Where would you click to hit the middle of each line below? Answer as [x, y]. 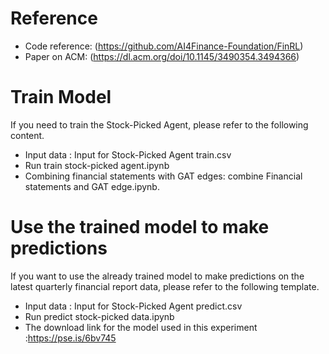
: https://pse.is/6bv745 [70, 338]
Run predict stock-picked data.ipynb [99, 316]
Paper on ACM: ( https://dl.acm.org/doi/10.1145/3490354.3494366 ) [162, 56]
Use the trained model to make [140, 227]
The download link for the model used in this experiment [141, 327]
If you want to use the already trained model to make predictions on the [157, 276]
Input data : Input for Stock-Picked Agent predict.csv [133, 306]
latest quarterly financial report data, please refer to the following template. [165, 286]
